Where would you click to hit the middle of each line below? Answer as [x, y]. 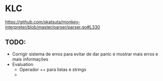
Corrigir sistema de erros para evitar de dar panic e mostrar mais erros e [85, 54]
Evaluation [23, 64]
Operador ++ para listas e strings [53, 69]
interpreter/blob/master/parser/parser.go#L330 [52, 27]
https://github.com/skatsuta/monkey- [43, 22]
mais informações [30, 59]
